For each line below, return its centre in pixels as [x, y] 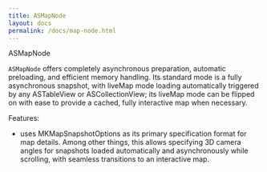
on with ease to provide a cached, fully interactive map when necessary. [128, 103]
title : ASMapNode [37, 16]
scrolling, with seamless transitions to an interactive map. [115, 159]
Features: [24, 118]
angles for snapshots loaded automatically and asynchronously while [134, 151]
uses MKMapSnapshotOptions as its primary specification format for [133, 134]
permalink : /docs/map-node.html [62, 30]
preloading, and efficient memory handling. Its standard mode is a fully [125, 78]
